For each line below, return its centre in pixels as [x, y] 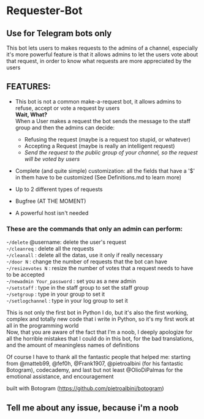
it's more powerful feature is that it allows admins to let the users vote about [102, 55]
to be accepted [25, 275]
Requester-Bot [44, 11]
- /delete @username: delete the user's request [66, 242]
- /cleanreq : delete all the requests [50, 249]
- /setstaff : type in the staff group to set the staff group [77, 288]
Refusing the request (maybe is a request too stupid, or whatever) [108, 139]
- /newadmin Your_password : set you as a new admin [71, 281]
